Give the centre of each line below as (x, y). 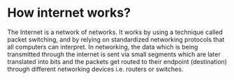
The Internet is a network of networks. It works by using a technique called (115, 32)
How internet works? (69, 13)
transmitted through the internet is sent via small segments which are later (114, 54)
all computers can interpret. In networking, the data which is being (103, 47)
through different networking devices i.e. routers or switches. (95, 69)
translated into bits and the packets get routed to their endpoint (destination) (117, 61)
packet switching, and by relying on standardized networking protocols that (116, 39)
